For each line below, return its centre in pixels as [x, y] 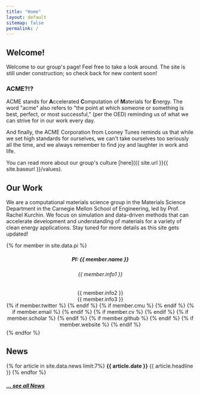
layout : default [26, 17]
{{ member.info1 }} [100, 274]
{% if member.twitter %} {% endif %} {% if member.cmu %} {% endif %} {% [100, 305]
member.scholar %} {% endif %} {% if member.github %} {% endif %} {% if [100, 318]
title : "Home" [24, 12]
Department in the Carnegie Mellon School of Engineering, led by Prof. [93, 209]
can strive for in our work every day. [51, 121]
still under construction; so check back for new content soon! [82, 73]
